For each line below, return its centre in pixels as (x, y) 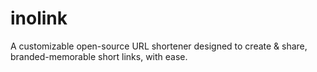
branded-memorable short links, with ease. (99, 56)
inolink (39, 18)
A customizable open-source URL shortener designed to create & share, (159, 46)
